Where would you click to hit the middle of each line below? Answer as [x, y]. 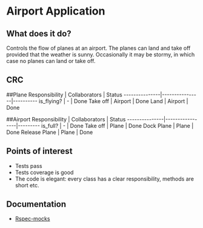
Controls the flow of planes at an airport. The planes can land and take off [98, 48]
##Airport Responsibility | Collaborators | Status [66, 119]
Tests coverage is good [44, 172]
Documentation [36, 204]
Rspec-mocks [32, 219]
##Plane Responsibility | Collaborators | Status [64, 95]
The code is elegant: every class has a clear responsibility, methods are [104, 179]
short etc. [27, 185]
